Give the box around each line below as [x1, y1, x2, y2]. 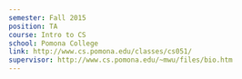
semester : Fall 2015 [8, 13, 87, 23]
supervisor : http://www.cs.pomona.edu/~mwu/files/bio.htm [8, 55, 233, 64]
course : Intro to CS [8, 30, 87, 39]
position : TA [8, 22, 58, 31]
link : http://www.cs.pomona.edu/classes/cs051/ [8, 47, 193, 56]
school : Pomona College [8, 38, 99, 48]
